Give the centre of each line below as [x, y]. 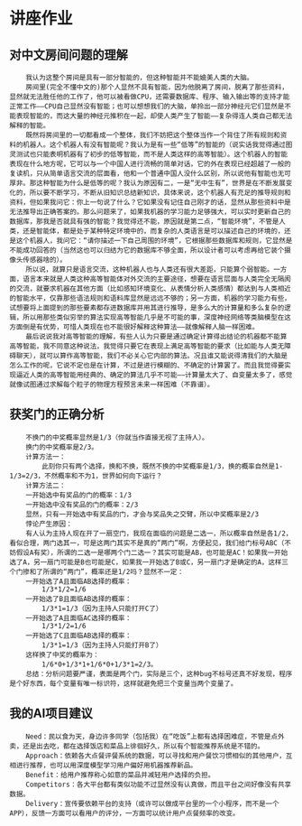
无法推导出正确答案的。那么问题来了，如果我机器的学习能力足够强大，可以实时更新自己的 [150, 212]
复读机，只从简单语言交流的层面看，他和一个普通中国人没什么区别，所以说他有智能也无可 [150, 173]
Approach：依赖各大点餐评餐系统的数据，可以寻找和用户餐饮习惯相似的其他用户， [156, 756]
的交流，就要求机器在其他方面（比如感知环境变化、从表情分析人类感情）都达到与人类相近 [150, 289]
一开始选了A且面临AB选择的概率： [79, 581]
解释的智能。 [30, 125]
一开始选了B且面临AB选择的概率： [79, 599]
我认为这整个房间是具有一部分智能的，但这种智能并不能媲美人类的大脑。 [140, 78]
